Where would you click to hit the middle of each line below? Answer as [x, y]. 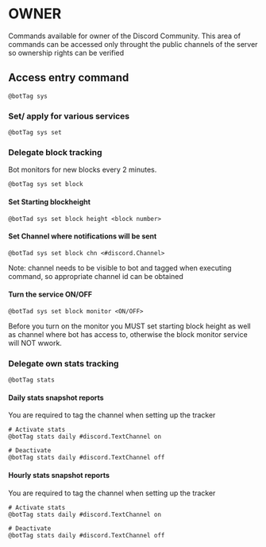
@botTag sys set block [46, 184]
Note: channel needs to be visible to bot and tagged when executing [120, 268]
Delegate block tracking [55, 152]
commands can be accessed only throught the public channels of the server [133, 44]
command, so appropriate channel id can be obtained [96, 276]
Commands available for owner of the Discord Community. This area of [124, 36]
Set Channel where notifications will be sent [83, 236]
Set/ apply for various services [69, 116]
